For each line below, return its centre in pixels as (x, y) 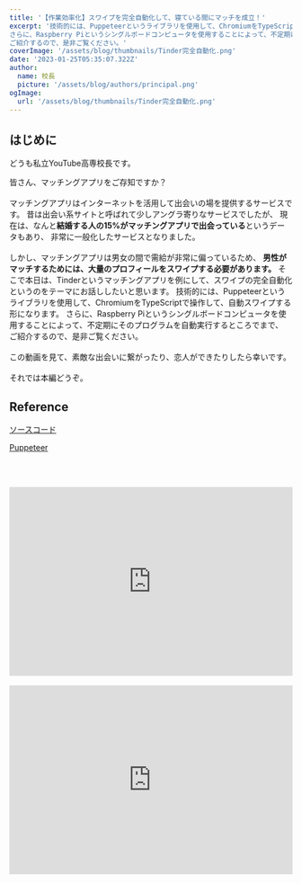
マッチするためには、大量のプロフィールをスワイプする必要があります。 (143, 269)
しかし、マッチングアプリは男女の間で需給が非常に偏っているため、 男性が (148, 258)
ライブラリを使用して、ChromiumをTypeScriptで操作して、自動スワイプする (151, 303)
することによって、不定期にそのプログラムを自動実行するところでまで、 (150, 326)
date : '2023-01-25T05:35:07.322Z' (74, 59)
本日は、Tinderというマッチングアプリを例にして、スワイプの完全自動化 (159, 281)
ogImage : (26, 93)
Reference (39, 407)
